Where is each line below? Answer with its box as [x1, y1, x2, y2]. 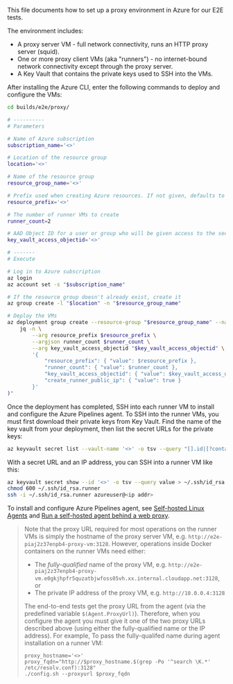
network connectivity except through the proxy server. [17, 62, 173, 70]
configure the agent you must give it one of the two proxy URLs [24, 617, 206, 625]
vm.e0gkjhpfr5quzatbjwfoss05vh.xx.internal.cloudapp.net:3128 [34, 575, 218, 582]
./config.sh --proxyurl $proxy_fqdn [24, 671, 130, 678]
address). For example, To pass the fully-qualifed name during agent [24, 631, 221, 640]
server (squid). [17, 48, 60, 55]
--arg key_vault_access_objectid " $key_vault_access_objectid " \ [32, 345, 225, 352]
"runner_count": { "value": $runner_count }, [44, 364, 178, 371]
